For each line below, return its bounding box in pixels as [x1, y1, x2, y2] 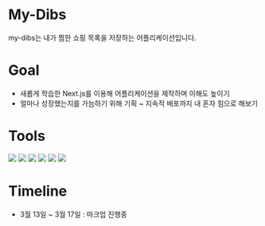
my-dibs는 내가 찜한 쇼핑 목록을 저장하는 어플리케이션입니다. [8, 33, 197, 42]
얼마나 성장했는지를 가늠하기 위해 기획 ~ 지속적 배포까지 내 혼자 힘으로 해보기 [19, 98, 259, 108]
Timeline [8, 182, 68, 200]
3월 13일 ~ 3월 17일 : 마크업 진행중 [19, 209, 127, 219]
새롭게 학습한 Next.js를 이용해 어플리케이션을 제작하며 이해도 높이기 [19, 88, 230, 98]
